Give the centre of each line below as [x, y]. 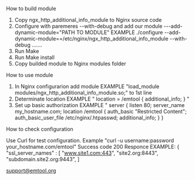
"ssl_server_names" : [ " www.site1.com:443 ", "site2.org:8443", [82, 153]
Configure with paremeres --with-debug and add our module [88, 26]
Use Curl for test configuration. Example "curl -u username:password [90, 140]
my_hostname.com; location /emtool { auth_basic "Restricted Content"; [100, 111]
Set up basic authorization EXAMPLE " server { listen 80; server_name [100, 105]
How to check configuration [40, 129]
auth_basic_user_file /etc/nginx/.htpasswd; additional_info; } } [89, 118]
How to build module [31, 9]
